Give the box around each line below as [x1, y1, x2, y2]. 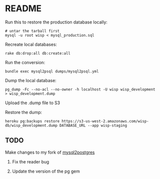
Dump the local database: [5, 77, 57, 83]
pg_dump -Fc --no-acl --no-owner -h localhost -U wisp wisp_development [5, 87, 156, 92]
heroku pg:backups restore [5, 118, 60, 124]
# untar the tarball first [5, 28, 60, 33]
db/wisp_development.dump [5, 123, 57, 128]
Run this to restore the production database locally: [5, 19, 108, 25]
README [5, 3, 42, 14]
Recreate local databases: [5, 41, 57, 47]
